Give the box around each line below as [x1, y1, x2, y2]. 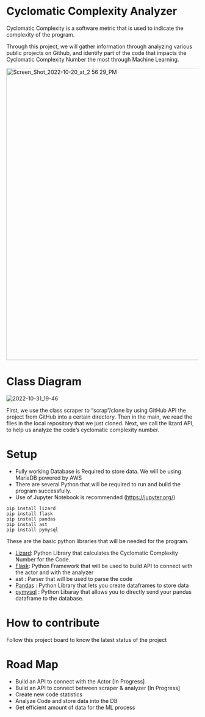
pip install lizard [6, 505, 56, 511]
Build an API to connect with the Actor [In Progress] [15, 677, 145, 685]
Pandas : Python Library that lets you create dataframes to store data [15, 582, 189, 589]
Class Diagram [6, 375, 82, 389]
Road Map [6, 657, 59, 671]
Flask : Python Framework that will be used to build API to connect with [15, 562, 193, 569]
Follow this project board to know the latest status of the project [6, 636, 167, 643]
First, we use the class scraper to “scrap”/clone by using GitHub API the [6, 406, 187, 414]
